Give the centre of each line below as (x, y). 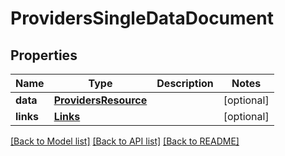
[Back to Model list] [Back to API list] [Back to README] (125, 141)
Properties (44, 55)
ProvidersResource (100, 100)
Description (185, 83)
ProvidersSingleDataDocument (142, 18)
